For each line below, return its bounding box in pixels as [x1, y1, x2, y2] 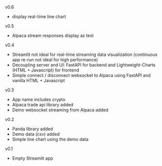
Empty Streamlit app [12, 155, 54, 161]
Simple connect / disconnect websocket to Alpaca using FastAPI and [12, 72, 151, 78]
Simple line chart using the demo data [12, 137, 89, 142]
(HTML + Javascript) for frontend [12, 67, 80, 73]
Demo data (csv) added [12, 131, 60, 137]
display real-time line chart [12, 14, 66, 19]
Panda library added [12, 126, 53, 132]
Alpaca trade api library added [12, 102, 74, 107]
